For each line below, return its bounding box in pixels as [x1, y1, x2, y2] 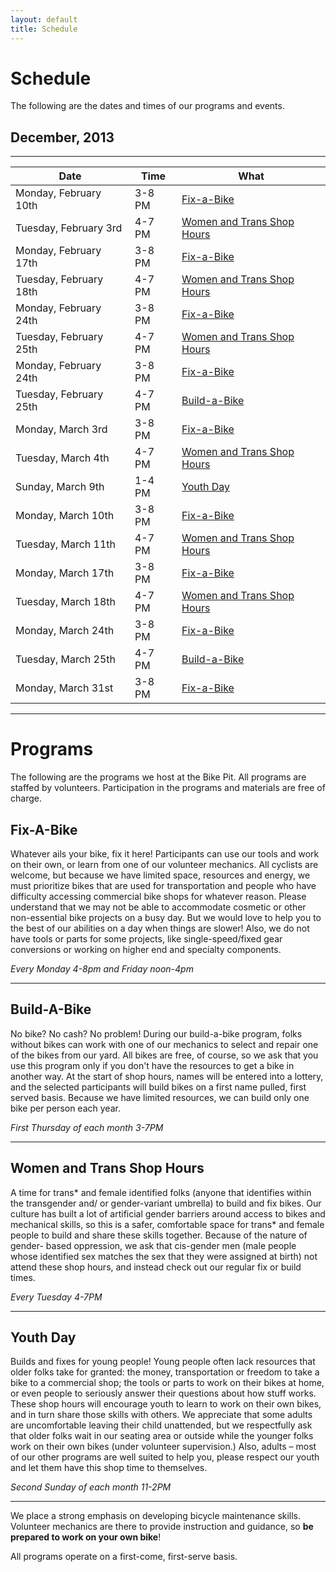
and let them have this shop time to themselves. [10, 1462, 208, 1474]
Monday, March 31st [15, 681, 114, 695]
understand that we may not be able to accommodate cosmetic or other [10, 901, 307, 913]
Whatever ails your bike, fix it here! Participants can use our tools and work [10, 848, 320, 860]
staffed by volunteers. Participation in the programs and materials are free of [10, 782, 326, 794]
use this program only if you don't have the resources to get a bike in [10, 1059, 295, 1071]
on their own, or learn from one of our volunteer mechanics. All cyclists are [10, 859, 319, 870]
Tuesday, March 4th [15, 451, 110, 465]
